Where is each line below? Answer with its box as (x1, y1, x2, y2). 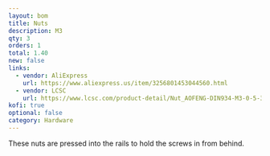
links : (8, 64, 31, 72)
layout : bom (8, 11, 48, 20)
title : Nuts (8, 19, 48, 27)
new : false (8, 57, 45, 65)
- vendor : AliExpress (15, 72, 88, 80)
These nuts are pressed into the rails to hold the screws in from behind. (8, 138, 245, 148)
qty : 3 (8, 34, 31, 43)
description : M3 (8, 27, 63, 35)
